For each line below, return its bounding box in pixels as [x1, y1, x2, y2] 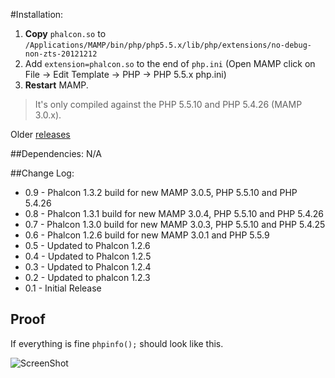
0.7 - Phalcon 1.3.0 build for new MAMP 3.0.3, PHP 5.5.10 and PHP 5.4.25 [24, 219, 326, 230]
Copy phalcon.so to [24, 28, 107, 39]
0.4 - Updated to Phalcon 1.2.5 [24, 250, 152, 262]
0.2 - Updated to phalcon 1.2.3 [24, 272, 151, 283]
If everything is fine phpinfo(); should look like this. [10, 337, 224, 349]
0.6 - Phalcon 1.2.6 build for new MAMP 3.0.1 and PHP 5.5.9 [24, 229, 270, 241]
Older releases [10, 129, 71, 140]
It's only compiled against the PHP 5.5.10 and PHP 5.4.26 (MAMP [34, 99, 303, 110]
